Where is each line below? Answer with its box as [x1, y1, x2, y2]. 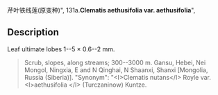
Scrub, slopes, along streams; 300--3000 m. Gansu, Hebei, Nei [24, 58, 206, 67]
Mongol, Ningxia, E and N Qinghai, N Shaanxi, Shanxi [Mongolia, [24, 65, 208, 74]
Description [7, 26, 59, 38]
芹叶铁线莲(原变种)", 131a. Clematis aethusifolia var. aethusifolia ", [7, 6, 196, 14]
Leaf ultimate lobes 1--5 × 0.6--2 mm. [7, 44, 115, 53]
